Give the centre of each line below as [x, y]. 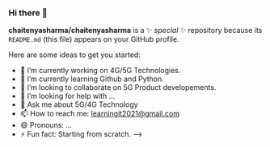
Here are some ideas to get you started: [75, 55]
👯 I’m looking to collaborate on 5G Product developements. [118, 88]
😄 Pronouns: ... [46, 125]
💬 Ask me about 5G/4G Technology [79, 104]
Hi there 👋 [28, 13]
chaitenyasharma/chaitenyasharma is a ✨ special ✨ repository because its [135, 31]
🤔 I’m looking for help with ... [67, 96]
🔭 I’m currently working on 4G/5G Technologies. [100, 71]
